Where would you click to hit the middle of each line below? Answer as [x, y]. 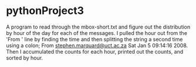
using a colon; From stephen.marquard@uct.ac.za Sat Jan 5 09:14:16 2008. [97, 45]
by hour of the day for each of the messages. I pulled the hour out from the [97, 33]
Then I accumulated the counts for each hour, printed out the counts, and [95, 51]
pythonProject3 [45, 11]
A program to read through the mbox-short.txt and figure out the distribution [98, 27]
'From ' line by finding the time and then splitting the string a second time [94, 39]
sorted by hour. [24, 58]
